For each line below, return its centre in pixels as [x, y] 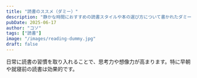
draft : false [22, 45]
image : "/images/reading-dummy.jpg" [51, 39]
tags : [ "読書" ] [24, 33]
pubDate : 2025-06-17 [31, 22]
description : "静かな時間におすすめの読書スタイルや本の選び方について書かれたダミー [99, 17]
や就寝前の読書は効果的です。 [42, 69]
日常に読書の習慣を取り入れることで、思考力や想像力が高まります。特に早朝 [98, 62]
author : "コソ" [24, 28]
